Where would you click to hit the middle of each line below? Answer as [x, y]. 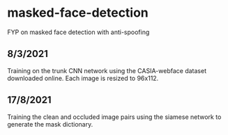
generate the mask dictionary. [50, 124]
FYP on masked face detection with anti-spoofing [78, 32]
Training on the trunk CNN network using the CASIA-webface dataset [107, 70]
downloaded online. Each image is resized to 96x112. [83, 78]
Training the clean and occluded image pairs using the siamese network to [114, 117]
